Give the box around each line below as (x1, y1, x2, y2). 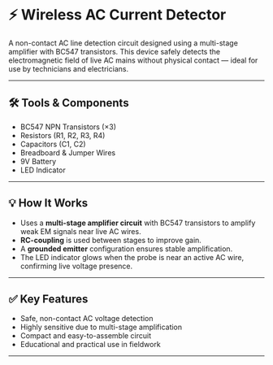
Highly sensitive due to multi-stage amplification (19, 322, 183, 332)
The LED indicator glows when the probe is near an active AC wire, (19, 252, 245, 262)
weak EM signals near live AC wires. (19, 226, 141, 236)
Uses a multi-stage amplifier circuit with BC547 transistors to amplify (19, 218, 256, 228)
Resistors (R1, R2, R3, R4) (19, 130, 106, 140)
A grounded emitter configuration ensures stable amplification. (19, 244, 233, 254)
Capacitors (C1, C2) (19, 139, 87, 149)
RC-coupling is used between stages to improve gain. (19, 235, 201, 245)
